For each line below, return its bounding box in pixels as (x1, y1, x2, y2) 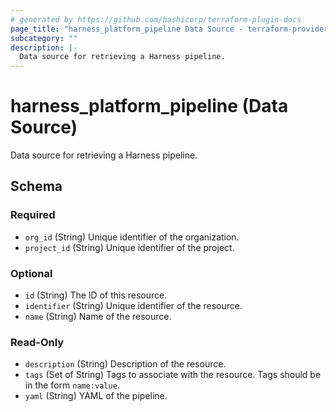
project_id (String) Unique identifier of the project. (24, 241, 235, 253)
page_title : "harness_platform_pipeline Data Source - (10, 24, 244, 34)
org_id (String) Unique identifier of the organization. (24, 231, 240, 243)
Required (10, 208, 56, 222)
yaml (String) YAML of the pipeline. (24, 390, 168, 402)
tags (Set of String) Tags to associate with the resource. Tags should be (24, 369, 322, 381)
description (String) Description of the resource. (24, 358, 227, 370)
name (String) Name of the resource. (24, 311, 172, 323)
